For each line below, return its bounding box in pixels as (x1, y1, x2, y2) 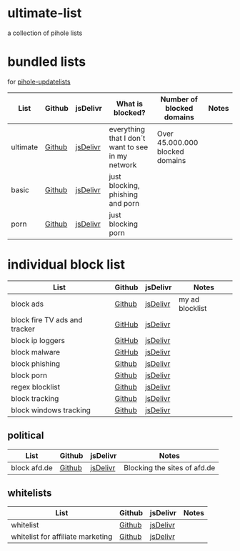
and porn (109, 198, 140, 208)
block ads (11, 299, 44, 309)
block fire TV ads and (11, 314, 84, 324)
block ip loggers (11, 335, 66, 345)
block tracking (11, 393, 59, 403)
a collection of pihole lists (7, 29, 83, 37)
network (109, 159, 137, 169)
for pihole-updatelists (7, 77, 71, 86)
